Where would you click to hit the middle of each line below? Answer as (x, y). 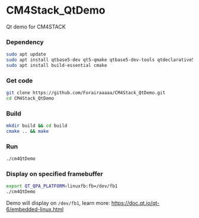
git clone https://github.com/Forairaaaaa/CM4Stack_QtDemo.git (86, 93)
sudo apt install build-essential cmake (57, 65)
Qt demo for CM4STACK (36, 27)
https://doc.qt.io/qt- (136, 203)
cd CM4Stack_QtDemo (30, 98)
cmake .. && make (28, 132)
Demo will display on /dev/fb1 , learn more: (58, 203)
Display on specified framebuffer (55, 174)
